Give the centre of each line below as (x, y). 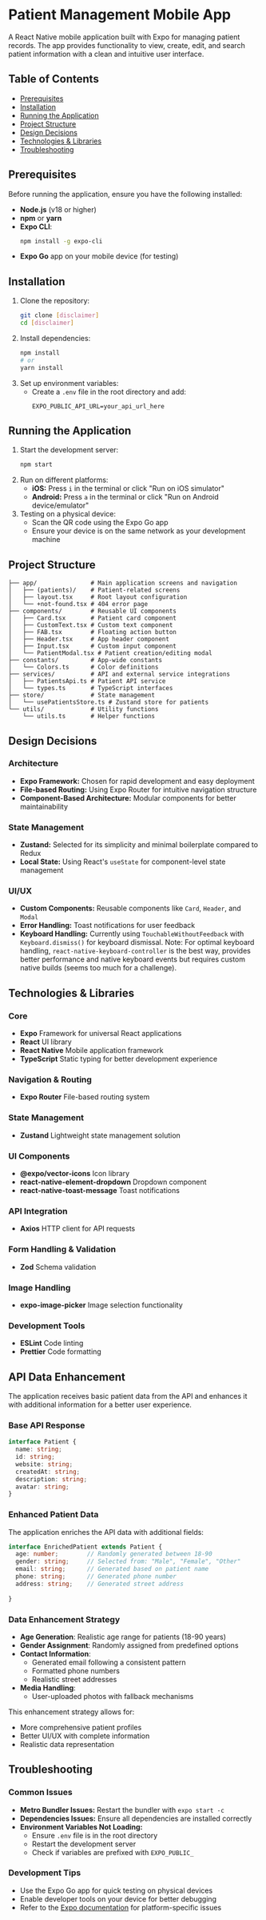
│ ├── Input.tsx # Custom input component (93, 646)
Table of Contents (54, 79)
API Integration (38, 1211)
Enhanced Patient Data (54, 1515)
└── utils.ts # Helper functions (89, 717)
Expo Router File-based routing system (85, 1097)
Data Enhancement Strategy (64, 1619)
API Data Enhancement (67, 1377)
